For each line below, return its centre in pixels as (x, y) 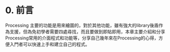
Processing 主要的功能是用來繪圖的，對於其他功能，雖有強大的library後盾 (82, 25)
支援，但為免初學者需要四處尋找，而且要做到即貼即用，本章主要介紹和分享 (87, 31)
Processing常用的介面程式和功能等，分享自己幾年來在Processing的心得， (82, 38)
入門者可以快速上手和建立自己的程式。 (49, 44)
